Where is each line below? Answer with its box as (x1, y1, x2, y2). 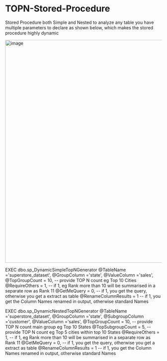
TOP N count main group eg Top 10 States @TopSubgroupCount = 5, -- (5, 324, 151, 330)
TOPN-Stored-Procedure (5, 3, 110, 14)
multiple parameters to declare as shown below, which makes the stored (5, 24, 154, 30)
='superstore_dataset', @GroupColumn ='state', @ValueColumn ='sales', (5, 272, 154, 278)
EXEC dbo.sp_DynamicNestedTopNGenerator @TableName (5, 308, 127, 314)
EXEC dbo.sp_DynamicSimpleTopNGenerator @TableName (5, 267, 126, 273)
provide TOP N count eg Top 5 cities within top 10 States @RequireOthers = (5, 329, 160, 335)
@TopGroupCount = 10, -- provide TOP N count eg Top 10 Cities (5, 277, 137, 283)
